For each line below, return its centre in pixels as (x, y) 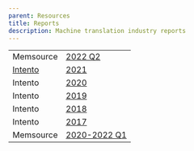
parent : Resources (39, 16)
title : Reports (34, 23)
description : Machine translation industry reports (97, 31)
